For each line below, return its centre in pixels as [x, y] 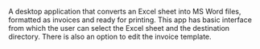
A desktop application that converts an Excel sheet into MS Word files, [125, 11]
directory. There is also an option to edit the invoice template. [110, 36]
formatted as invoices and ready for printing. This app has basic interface [130, 20]
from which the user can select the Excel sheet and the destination [119, 28]
